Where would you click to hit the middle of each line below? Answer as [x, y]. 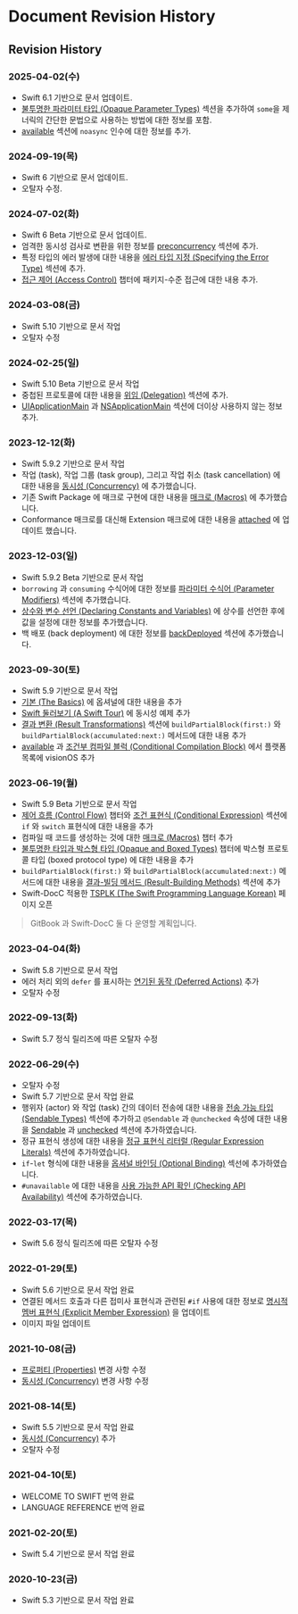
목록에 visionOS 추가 [58, 757]
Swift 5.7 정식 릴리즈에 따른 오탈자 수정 [89, 1038]
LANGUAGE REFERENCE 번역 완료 [83, 1507]
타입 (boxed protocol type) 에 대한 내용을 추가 [112, 860]
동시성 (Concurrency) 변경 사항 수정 [85, 1381]
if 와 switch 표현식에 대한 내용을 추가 [87, 827]
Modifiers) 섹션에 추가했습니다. [76, 599]
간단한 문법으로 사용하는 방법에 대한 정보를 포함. [128, 120]
